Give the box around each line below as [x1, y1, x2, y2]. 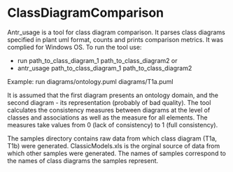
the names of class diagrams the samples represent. [7, 156, 159, 165]
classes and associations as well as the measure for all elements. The [7, 113, 208, 122]
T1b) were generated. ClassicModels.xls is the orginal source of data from [7, 141, 220, 150]
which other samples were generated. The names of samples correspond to [7, 149, 226, 157]
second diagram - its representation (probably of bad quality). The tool [7, 98, 211, 106]
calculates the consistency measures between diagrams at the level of [7, 106, 211, 114]
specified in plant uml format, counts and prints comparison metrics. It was [7, 35, 224, 43]
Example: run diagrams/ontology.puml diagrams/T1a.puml [7, 77, 174, 85]
